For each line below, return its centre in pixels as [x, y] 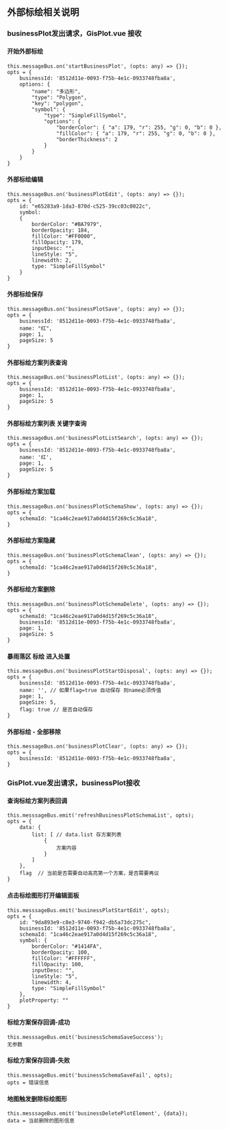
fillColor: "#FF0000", [64, 236]
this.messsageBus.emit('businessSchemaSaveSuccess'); [86, 1037]
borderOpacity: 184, [61, 230]
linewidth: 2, [52, 260]
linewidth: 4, [52, 982]
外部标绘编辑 [25, 180]
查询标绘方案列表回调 [37, 800]
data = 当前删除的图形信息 [41, 1121]
